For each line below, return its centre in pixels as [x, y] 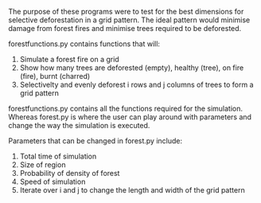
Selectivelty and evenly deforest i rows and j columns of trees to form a [136, 84]
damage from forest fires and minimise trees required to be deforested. [125, 28]
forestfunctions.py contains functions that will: [84, 44]
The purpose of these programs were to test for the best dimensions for [126, 12]
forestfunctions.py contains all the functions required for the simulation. [126, 108]
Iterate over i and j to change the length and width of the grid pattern [132, 190]
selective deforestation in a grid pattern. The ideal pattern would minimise [129, 20]
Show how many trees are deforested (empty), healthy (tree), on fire [132, 68]
